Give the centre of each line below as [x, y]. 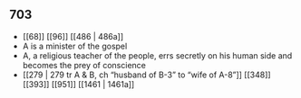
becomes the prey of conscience [84, 65]
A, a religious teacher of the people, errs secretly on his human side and [157, 55]
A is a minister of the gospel [75, 46]
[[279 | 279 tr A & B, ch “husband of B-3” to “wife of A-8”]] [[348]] [146, 75]
